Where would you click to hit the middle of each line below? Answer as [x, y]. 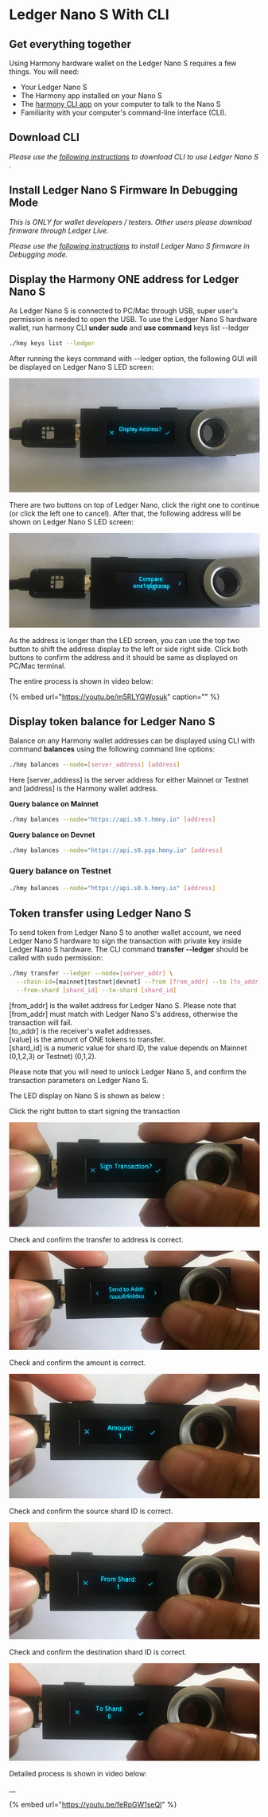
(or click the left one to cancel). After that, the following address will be [125, 513]
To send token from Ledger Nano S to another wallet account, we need [125, 932]
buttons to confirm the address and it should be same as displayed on [123, 657]
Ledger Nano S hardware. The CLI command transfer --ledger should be [129, 949]
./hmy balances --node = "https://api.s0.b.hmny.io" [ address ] [113, 889]
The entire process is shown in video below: [81, 681]
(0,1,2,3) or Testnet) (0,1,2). [53, 1056]
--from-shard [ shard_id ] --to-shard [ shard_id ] [97, 990]
